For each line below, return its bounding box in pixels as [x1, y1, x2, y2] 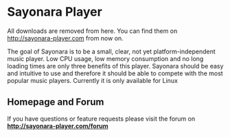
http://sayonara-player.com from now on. [7, 34, 124, 42]
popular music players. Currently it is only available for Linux [7, 76, 179, 84]
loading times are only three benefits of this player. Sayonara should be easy [7, 62, 224, 70]
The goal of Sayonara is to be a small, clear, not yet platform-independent [7, 47, 216, 55]
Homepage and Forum [7, 97, 104, 108]
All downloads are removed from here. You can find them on [7, 27, 178, 35]
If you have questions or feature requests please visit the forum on [7, 114, 196, 123]
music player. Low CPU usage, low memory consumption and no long [7, 54, 204, 62]
